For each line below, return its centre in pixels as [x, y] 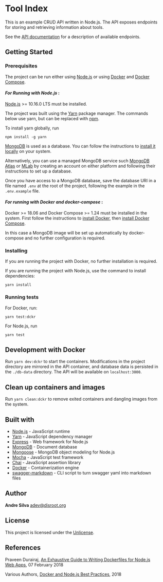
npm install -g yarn [26, 137]
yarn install [18, 285]
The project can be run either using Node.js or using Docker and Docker [77, 77]
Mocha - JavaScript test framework [48, 457]
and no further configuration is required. [65, 238]
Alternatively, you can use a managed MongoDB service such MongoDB [77, 161]
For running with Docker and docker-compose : [54, 202]
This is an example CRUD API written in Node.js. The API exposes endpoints [81, 22]
